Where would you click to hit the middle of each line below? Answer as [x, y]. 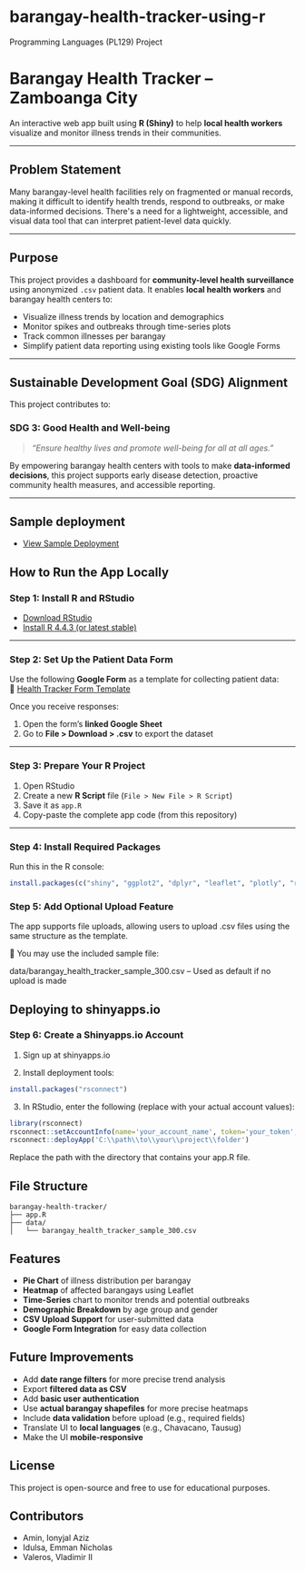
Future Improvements [72, 1357]
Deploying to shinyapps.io [85, 1009]
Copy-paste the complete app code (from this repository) [130, 814]
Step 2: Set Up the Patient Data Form [92, 660]
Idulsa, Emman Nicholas [68, 1547]
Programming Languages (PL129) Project [86, 42]
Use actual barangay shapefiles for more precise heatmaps [135, 1408]
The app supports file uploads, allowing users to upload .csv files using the [150, 926]
